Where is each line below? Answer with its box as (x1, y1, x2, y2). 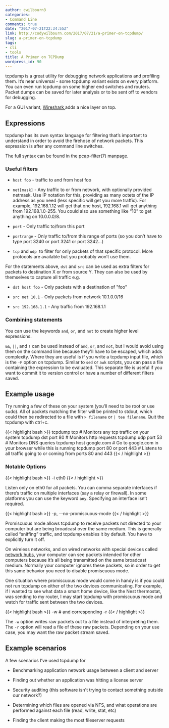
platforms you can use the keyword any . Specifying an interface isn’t (5, 495, 147, 501)
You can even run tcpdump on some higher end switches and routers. (5, 84, 150, 90)
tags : (5, 40, 17, 45)
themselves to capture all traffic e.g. (5, 274, 80, 281)
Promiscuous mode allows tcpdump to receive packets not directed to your (5, 520, 161, 526)
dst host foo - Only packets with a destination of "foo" (12, 284, 128, 290)
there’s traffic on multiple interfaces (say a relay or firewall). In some (5, 490, 147, 496)
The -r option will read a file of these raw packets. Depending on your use (5, 624, 160, 630)
